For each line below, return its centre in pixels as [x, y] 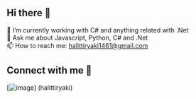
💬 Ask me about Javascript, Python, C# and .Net [77, 37]
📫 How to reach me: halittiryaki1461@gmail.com [77, 45]
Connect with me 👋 [49, 70]
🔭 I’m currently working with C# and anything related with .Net [98, 30]
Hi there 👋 [29, 13]
